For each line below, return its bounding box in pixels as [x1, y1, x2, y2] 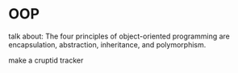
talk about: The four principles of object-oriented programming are [8, 31, 230, 41]
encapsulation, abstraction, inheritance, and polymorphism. [8, 39, 207, 49]
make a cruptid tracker [8, 55, 84, 65]
